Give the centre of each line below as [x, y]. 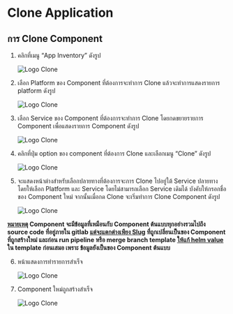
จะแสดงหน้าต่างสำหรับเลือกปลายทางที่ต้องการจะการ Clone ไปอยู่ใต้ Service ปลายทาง [118, 181]
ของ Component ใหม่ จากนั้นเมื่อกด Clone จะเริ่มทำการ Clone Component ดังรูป [119, 196]
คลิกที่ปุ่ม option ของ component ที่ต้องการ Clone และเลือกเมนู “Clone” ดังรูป [114, 154]
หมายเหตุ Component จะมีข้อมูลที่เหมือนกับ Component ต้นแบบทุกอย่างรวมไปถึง [106, 224]
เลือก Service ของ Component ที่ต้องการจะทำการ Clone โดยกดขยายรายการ [110, 118]
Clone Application [60, 13]
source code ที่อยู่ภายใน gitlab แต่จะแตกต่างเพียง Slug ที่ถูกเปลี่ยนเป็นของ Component [116, 232]
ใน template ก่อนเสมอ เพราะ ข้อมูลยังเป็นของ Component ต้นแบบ [89, 248]
